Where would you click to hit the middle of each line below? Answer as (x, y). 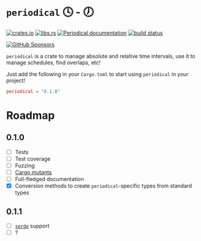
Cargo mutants (33, 172)
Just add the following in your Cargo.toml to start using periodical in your (97, 74)
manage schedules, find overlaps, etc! (53, 62)
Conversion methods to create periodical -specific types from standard (103, 186)
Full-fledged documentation (49, 179)
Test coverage (33, 159)
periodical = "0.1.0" (33, 91)
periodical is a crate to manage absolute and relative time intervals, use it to (101, 56)
